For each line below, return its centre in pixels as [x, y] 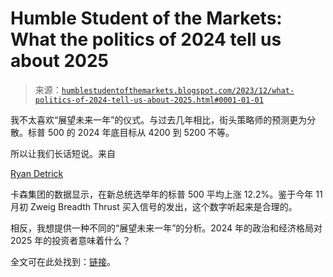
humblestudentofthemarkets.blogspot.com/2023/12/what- [178, 90]
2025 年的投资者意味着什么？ [71, 240]
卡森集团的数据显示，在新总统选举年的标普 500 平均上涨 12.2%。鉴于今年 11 [166, 194]
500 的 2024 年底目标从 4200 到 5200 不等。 [141, 132]
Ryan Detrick [37, 173]
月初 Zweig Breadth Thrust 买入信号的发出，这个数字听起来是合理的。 [154, 206]
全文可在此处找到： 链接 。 [63, 261]
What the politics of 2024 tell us [146, 39]
